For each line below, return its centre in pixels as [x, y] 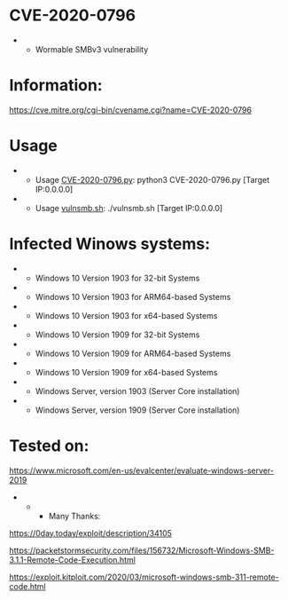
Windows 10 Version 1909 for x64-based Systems [126, 372]
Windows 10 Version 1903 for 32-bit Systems [117, 278]
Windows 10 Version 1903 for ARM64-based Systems [133, 296]
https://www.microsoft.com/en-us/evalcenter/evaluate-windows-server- [142, 470]
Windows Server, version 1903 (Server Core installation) [137, 391]
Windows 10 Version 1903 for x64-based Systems [126, 315]
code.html [27, 586]
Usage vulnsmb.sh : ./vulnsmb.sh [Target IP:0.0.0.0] [129, 208]
